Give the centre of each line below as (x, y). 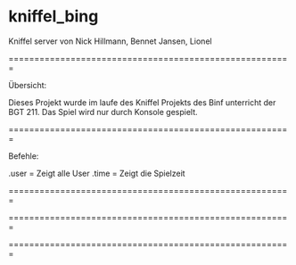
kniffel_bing (53, 17)
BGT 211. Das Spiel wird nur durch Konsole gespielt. (103, 112)
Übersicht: (28, 85)
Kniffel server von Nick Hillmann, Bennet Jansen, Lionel (110, 41)
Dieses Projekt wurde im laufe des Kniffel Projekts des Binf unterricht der (142, 102)
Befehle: (24, 156)
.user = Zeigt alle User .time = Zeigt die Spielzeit (97, 173)
